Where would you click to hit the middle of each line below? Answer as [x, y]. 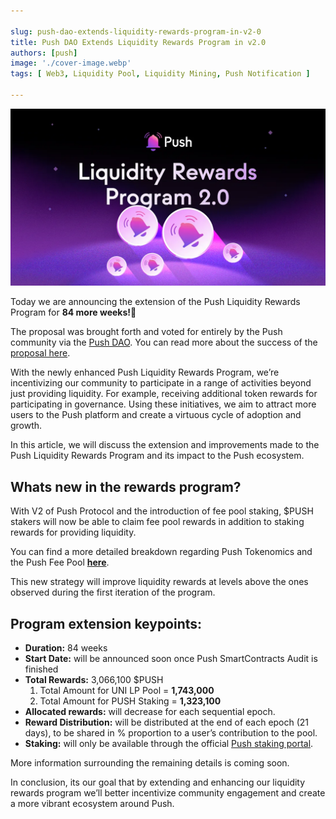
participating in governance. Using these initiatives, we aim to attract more [163, 404]
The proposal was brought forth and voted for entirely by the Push [146, 332]
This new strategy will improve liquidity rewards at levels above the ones [159, 582]
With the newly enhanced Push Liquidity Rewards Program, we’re [145, 372]
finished [41, 669]
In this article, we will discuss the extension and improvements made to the [165, 445]
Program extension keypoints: [106, 623]
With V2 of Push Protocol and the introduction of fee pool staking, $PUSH [162, 511]
